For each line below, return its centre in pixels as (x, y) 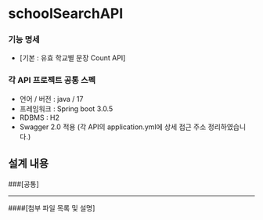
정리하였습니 (227, 127)
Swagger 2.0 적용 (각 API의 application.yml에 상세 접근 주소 (113, 127)
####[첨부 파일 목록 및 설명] (52, 207)
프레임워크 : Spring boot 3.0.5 (66, 108)
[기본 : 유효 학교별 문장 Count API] (72, 58)
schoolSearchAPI (66, 14)
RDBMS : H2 (40, 117)
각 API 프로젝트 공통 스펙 (52, 81)
